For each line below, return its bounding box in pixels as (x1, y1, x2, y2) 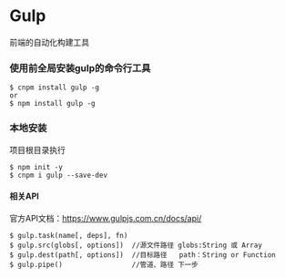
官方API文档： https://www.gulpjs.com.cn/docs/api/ (9, 212, 202, 223)
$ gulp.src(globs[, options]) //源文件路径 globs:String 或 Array (9, 241, 262, 250)
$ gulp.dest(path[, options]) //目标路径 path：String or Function (9, 250, 276, 260)
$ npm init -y (9, 162, 64, 171)
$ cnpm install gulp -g (9, 83, 100, 92)
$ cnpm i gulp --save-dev (9, 170, 107, 180)
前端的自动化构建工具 (9, 36, 89, 47)
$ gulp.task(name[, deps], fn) (9, 231, 128, 240)
